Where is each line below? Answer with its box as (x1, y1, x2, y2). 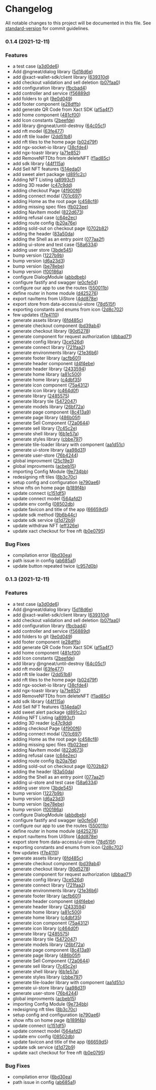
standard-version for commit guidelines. (5, 25, 89, 31)
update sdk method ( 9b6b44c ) (12, 512, 78, 518)
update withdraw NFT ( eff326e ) (12, 522, 80, 529)
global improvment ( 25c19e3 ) (12, 458, 75, 464)
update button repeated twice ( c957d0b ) (12, 563, 98, 569)
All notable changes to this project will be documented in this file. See (5, 20, 151, 26)
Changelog (5, 3, 53, 15)
